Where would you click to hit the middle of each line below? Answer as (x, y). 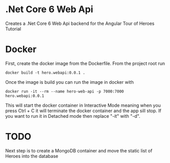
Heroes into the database (32, 156)
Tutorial (13, 28)
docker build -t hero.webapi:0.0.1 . (45, 73)
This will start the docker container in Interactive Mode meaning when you (83, 105)
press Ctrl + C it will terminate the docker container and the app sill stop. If (83, 111)
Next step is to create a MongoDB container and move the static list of (79, 150)
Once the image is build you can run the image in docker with (69, 82)
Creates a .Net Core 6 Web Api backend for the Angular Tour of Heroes (80, 23)
